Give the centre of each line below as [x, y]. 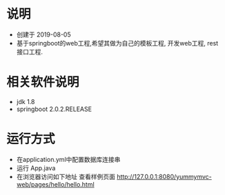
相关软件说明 [43, 82]
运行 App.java [36, 168]
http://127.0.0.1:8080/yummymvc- [164, 176]
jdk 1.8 [26, 101]
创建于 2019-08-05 [43, 34]
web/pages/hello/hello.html [55, 184]
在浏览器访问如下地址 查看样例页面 [66, 176]
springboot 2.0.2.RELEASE [54, 109]
